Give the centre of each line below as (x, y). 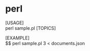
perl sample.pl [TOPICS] (31, 28)
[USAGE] (14, 23)
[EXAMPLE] (17, 38)
